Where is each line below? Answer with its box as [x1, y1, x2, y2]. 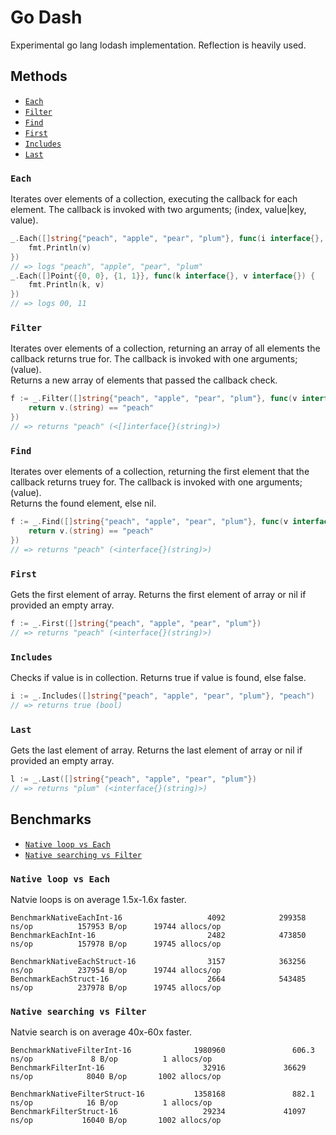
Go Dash [10, 6, 83, 29]
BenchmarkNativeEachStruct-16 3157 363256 [10, 956, 307, 966]
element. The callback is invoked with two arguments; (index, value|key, [10, 204, 307, 216]
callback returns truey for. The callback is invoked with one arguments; [10, 476, 303, 488]
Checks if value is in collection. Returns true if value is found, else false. [10, 671, 307, 683]
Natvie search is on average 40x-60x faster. [10, 1026, 192, 1038]
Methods [10, 68, 68, 85]
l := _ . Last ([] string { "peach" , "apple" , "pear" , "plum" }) [10, 774, 257, 785]
